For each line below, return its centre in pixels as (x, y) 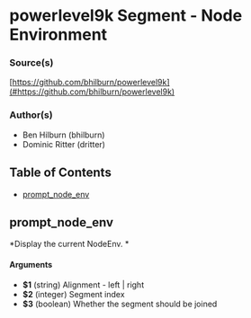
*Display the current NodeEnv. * (69, 244)
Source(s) (31, 63)
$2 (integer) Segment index (73, 294)
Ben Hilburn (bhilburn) (63, 135)
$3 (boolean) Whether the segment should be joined (120, 304)
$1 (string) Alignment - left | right (83, 285)
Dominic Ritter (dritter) (64, 144)
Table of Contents (61, 173)
